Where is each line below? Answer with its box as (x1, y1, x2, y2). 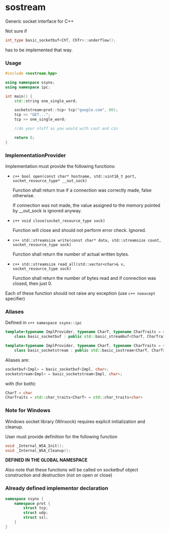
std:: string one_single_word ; (14, 98, 78, 103)
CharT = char (5, 390, 33, 395)
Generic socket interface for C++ (5, 18, 74, 24)
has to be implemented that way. (5, 47, 73, 53)
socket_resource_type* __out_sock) (12, 179, 88, 184)
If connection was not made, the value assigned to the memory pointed (12, 202, 160, 208)
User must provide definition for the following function (5, 433, 118, 440)
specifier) (5, 295, 25, 302)
